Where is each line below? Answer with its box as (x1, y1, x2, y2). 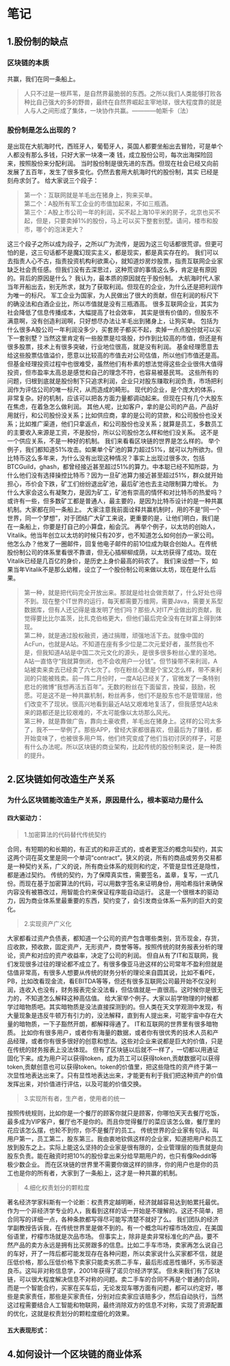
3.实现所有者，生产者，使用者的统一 (23, 1094, 126, 1102)
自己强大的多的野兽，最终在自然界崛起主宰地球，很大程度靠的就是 (36, 97, 222, 106)
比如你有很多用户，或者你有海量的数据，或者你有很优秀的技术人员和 (20, 1028, 213, 1036)
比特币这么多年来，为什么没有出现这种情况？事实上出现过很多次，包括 (7, 454, 205, 463)
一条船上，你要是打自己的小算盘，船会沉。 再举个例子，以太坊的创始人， (12, 522, 219, 531)
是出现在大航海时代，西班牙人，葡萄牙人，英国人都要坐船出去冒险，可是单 (7, 142, 217, 151)
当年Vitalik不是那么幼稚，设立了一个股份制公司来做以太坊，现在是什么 (12, 565, 211, 574)
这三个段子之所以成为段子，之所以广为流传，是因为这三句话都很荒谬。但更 (7, 240, 217, 248)
